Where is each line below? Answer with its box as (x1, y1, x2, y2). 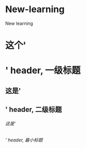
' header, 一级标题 (5, 65, 81, 77)
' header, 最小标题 (5, 137, 43, 143)
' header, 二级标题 (5, 105, 62, 114)
